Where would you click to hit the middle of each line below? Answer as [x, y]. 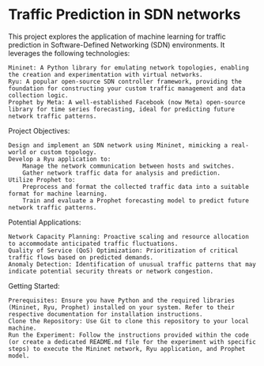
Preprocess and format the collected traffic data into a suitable [136, 187]
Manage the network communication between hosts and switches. [129, 166]
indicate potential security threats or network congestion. [111, 271]
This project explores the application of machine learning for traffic [117, 36]
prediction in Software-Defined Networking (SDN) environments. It [117, 44]
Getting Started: [34, 285]
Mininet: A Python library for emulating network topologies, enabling [128, 68]
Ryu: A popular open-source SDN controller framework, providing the [125, 81]
